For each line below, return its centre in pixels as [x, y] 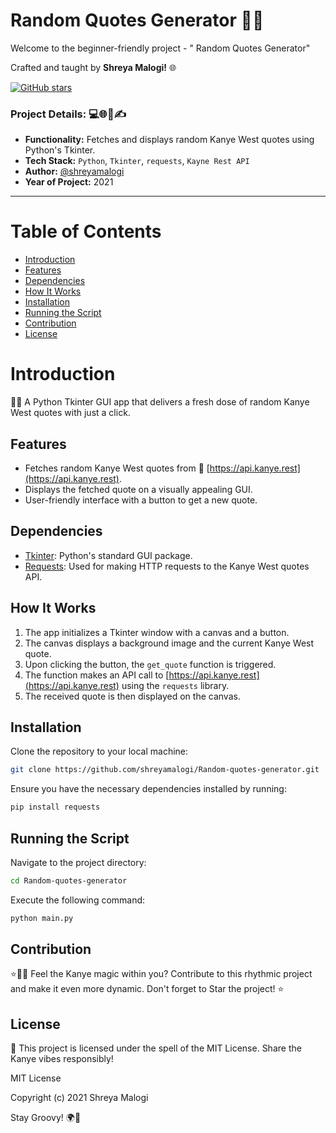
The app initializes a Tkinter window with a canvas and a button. [157, 632]
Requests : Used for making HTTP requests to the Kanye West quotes [167, 566]
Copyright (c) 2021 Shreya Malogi [79, 1098]
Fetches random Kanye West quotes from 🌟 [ [117, 468]
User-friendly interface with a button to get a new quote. [141, 500]
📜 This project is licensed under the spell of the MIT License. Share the [156, 1048]
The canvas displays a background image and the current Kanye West [169, 643]
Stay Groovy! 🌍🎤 [46, 1118]
